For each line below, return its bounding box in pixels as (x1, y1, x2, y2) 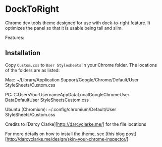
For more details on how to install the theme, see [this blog (5, 131, 125, 137)
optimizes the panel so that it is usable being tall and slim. (5, 25, 123, 31)
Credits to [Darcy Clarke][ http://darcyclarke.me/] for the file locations (5, 121, 147, 127)
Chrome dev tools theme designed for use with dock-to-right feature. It (5, 20, 151, 26)
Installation (5, 49, 41, 57)
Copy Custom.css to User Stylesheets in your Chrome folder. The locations (5, 62, 157, 68)
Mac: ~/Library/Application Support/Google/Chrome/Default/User (5, 76, 139, 82)
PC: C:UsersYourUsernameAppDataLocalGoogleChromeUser (5, 91, 130, 97)
